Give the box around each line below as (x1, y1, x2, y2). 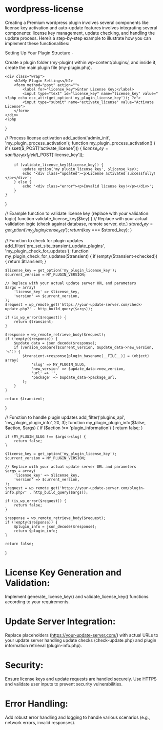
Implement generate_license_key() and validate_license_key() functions (5, 593, 149, 600)
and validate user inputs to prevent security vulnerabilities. (5, 681, 123, 687)
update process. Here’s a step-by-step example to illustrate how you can (5, 35, 151, 41)
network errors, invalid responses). (5, 719, 76, 725)
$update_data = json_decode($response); (14, 341, 97, 346)
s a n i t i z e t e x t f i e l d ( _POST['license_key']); (5, 152, 84, 159)
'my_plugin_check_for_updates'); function (5, 248, 89, 254)
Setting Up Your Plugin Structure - (5, 50, 74, 56)
